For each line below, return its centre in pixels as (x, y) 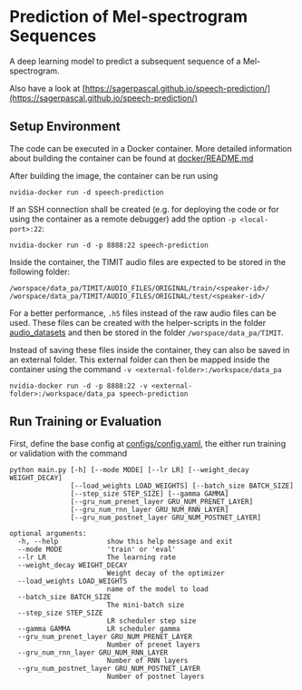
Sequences (53, 36)
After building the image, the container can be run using (114, 175)
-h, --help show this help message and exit (125, 541)
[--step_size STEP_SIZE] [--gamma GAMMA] (150, 493)
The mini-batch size (145, 605)
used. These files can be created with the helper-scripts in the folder (137, 322)
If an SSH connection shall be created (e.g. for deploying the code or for (144, 209)
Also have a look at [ (48, 88)
